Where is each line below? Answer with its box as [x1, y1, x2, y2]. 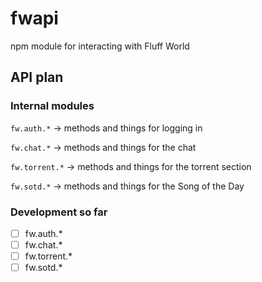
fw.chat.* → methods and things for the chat [10, 141, 197, 153]
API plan [10, 69, 64, 86]
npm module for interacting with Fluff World [10, 40, 190, 52]
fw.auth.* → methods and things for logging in [10, 122, 203, 134]
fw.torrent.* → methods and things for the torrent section [10, 160, 252, 172]
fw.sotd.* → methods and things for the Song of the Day [10, 180, 245, 192]
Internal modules [10, 99, 95, 113]
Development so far [10, 205, 108, 219]
